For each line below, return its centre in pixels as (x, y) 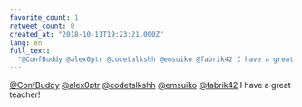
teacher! (25, 94)
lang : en (26, 43)
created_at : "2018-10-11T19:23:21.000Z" (87, 34)
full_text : (30, 51)
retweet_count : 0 (42, 26)
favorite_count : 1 (44, 18)
